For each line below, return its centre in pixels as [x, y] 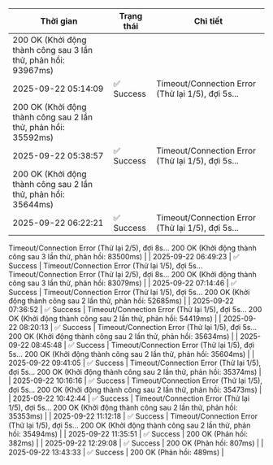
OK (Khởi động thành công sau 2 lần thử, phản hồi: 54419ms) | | [115, 319]
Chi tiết [208, 21]
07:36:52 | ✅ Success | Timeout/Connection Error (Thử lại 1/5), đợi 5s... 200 [135, 309]
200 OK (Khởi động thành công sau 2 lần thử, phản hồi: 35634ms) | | [123, 336]
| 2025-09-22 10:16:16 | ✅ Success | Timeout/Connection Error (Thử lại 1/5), [135, 380]
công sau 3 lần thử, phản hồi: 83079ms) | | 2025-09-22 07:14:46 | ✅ [123, 283]
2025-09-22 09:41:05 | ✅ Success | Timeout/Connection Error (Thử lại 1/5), [135, 363]
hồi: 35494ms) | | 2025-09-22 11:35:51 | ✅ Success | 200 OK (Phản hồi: [128, 434]
